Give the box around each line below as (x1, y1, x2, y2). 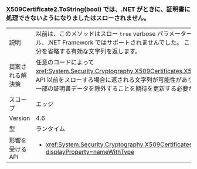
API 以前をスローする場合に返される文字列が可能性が (35, 76, 182, 84)
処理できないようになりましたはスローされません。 (6, 13, 150, 22)
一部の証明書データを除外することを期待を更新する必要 (35, 85, 189, 93)
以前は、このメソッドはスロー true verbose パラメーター (35, 30, 192, 38)
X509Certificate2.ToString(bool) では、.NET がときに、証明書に (6, 5, 191, 13)
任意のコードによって (35, 58, 94, 67)
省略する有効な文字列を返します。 (47, 47, 141, 56)
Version (9, 114, 30, 122)
